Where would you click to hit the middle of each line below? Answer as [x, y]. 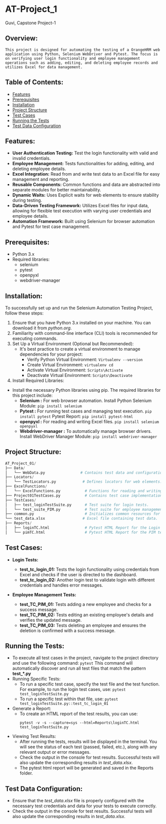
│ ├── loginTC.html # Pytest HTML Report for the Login [83, 528]
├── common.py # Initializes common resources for [83, 514]
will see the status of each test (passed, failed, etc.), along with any [88, 747]
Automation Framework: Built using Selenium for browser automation [83, 222]
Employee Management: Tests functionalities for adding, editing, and [83, 164]
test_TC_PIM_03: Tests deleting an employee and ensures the [83, 625]
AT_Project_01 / [21, 463]
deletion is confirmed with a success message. [67, 630]
